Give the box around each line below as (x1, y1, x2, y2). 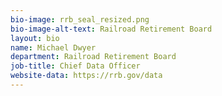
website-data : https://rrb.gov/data (10, 71, 163, 81)
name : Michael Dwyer (10, 42, 97, 53)
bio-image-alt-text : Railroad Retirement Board (10, 24, 213, 34)
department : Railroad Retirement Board (10, 52, 177, 62)
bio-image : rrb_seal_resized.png (10, 14, 150, 25)
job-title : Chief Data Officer (10, 61, 141, 71)
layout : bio (10, 33, 60, 43)
